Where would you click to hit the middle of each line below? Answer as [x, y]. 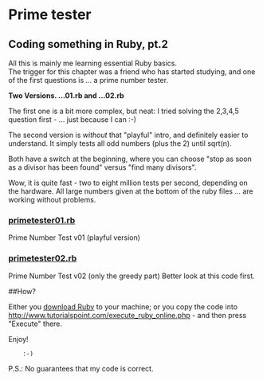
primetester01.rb [42, 220]
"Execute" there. [35, 324]
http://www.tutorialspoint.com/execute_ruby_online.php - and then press [128, 315]
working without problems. [52, 200]
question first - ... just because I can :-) [73, 120]
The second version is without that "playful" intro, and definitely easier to [128, 135]
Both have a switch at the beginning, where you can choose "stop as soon [130, 159]
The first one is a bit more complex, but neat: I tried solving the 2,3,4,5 [124, 111]
